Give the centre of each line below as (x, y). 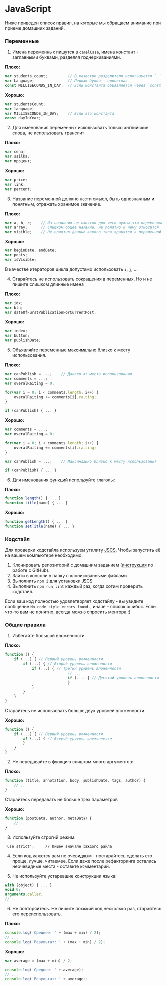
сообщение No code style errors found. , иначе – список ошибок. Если (80, 607)
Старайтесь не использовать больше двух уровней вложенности (75, 711)
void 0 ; (13, 890)
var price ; (16, 180)
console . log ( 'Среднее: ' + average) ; (44, 970)
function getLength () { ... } (37, 522)
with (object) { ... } (29, 885)
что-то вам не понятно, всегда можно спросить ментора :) (68, 612)
